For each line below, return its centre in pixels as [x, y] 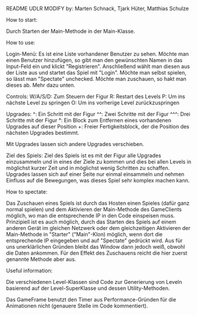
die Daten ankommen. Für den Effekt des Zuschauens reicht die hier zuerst [97, 253]
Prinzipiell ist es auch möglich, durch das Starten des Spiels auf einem [91, 222]
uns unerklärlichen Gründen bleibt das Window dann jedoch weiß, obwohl [96, 247]
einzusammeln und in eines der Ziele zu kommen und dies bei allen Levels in [99, 162]
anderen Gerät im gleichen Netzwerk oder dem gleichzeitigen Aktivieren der [98, 228]
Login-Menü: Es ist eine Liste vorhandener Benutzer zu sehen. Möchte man [98, 54]
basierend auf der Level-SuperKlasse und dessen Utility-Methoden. [88, 288]
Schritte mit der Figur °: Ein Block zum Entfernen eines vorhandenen [89, 120]
